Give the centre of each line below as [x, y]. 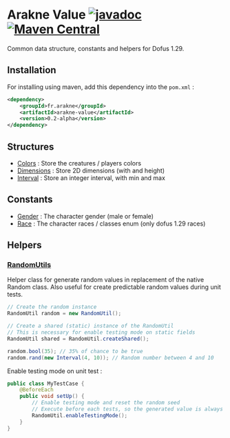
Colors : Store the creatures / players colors [79, 163]
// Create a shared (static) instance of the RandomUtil [91, 326]
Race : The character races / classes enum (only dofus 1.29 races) [111, 223]
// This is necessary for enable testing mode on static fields [101, 332]
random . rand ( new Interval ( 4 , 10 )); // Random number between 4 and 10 [111, 358]
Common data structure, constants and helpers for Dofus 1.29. [96, 48]
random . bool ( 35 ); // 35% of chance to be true [75, 351]
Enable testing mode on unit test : [55, 371]
